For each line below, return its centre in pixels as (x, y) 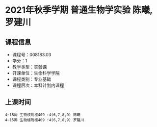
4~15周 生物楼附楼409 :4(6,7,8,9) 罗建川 (45, 120)
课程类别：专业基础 (32, 79)
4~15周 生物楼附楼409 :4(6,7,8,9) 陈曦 (43, 115)
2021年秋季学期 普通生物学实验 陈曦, (79, 10)
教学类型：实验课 (29, 67)
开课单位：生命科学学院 (36, 73)
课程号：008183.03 (32, 55)
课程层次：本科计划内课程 (38, 85)
